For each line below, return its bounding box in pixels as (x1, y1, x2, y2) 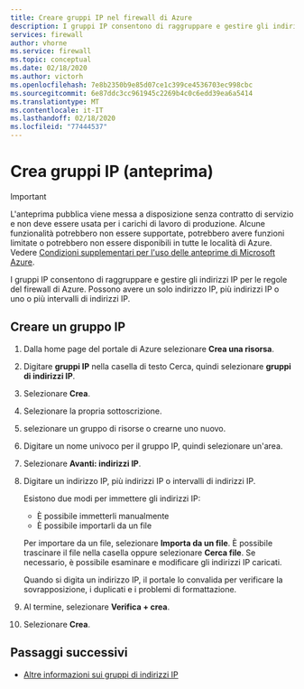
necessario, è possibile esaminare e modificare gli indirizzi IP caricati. (23, 556, 282, 567)
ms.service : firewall (10, 47, 92, 56)
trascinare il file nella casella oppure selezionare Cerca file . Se (23, 547, 256, 558)
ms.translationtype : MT (10, 97, 100, 107)
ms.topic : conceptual (10, 55, 92, 64)
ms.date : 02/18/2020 (10, 64, 88, 73)
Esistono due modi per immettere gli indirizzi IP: (23, 493, 201, 504)
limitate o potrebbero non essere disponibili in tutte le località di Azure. (10, 237, 272, 248)
